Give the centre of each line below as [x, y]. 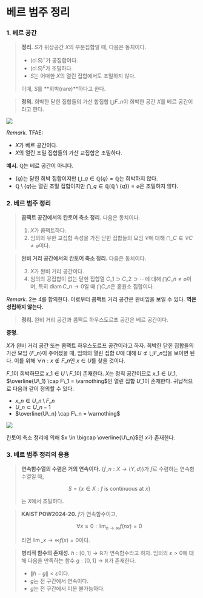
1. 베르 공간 [22, 33]
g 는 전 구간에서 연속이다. [59, 581]
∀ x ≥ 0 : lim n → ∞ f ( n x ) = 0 [109, 527]
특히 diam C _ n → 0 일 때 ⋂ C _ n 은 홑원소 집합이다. [96, 287]
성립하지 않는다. [25, 307]
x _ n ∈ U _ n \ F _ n [35, 401]
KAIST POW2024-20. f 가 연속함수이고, [69, 514]
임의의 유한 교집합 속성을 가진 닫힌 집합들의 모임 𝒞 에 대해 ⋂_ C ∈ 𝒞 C [111, 238]
